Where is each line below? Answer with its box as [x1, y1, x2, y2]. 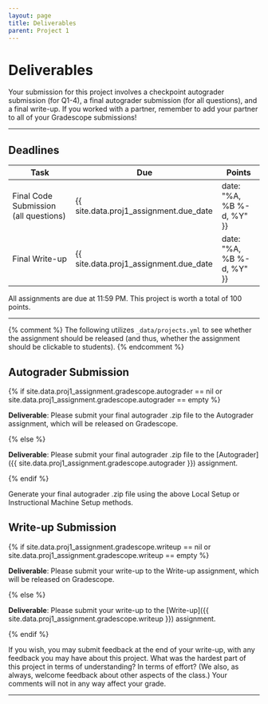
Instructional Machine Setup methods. [8, 497, 134, 507]
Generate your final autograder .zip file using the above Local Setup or [8, 488, 240, 499]
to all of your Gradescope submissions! [8, 113, 137, 122]
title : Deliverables [8, 19, 77, 27]
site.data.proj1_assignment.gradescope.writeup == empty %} [8, 550, 210, 560]
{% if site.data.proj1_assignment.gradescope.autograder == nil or [8, 386, 223, 396]
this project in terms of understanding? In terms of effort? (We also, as [8, 662, 239, 671]
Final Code [12, 191, 53, 202]
